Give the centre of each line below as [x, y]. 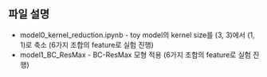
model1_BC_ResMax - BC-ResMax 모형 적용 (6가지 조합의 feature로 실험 [135, 55]
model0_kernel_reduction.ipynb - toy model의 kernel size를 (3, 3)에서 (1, [137, 35]
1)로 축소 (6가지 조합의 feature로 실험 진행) [86, 44]
